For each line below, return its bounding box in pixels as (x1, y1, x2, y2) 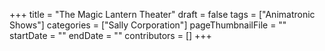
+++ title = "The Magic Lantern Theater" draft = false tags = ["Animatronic (9, 9, 316, 20)
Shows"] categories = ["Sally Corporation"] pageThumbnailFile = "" (9, 19, 287, 31)
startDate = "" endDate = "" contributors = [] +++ (9, 30, 212, 41)
